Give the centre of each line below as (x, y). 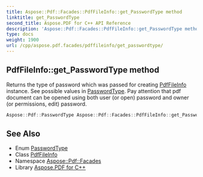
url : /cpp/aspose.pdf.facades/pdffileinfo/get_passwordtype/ (85, 46)
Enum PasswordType (41, 148)
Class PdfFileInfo (36, 155)
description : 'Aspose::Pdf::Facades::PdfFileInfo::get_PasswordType (94, 29)
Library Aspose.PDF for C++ (50, 167)
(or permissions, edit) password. (47, 104)
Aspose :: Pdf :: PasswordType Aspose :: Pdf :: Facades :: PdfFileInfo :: (89, 115)
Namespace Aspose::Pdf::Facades (58, 161)
